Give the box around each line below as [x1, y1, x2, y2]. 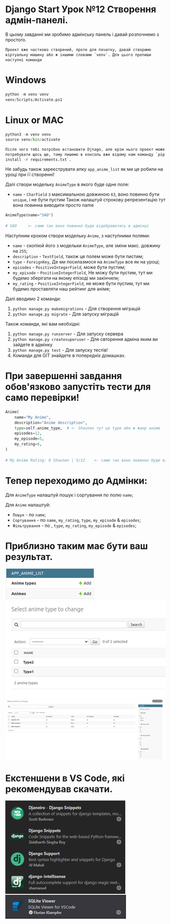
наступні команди [5, 57, 42, 62]
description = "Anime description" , [14, 420, 88, 425]
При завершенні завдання [5, 371, 122, 382]
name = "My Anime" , [14, 414, 51, 420]
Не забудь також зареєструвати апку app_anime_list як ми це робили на [5, 166, 163, 172]
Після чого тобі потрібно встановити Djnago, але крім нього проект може [5, 147, 165, 152]
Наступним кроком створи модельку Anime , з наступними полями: [5, 232, 150, 239]
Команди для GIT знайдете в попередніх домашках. [12, 352, 126, 358]
